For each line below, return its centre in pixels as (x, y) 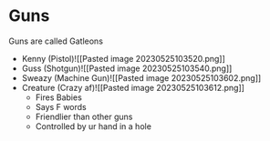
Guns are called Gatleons (56, 41)
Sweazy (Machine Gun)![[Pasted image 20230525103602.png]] (141, 77)
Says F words (61, 106)
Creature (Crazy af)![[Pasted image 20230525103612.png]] (133, 87)
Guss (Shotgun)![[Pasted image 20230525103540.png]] (127, 68)
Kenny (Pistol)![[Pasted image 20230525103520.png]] (123, 58)
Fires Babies (59, 97)
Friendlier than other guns (84, 116)
